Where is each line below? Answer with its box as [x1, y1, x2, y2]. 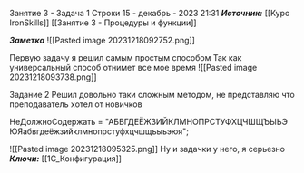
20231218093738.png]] [9, 72, 97, 82]
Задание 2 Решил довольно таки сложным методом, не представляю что [9, 90, 295, 100]
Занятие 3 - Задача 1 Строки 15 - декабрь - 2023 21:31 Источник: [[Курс [9, 8, 290, 18]
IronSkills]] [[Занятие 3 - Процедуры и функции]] [9, 17, 197, 28]
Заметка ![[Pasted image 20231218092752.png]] [9, 35, 195, 45]
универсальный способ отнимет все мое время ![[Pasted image [9, 62, 258, 72]
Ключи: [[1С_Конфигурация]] [9, 153, 123, 164]
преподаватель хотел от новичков [9, 99, 142, 110]
